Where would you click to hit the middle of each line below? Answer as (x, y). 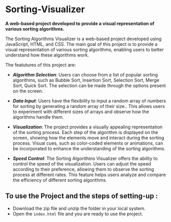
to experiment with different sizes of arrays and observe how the (81, 112)
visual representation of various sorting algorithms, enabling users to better (85, 49)
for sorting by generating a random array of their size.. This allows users (89, 106)
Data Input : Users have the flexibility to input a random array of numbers (89, 101)
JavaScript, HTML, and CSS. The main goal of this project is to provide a (81, 44)
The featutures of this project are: (41, 65)
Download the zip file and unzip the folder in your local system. (79, 208)
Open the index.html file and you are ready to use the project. (78, 214)
